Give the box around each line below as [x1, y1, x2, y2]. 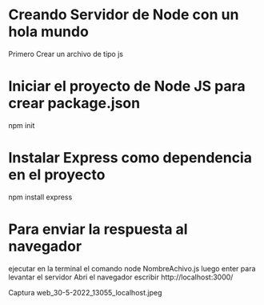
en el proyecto [8, 166, 106, 184]
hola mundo [8, 22, 90, 41]
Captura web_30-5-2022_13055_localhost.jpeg [8, 287, 162, 297]
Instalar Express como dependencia [8, 149, 252, 167]
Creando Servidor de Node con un [8, 6, 239, 24]
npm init [8, 120, 35, 130]
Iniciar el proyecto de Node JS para [8, 78, 246, 95]
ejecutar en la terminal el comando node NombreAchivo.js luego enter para [8, 263, 256, 273]
